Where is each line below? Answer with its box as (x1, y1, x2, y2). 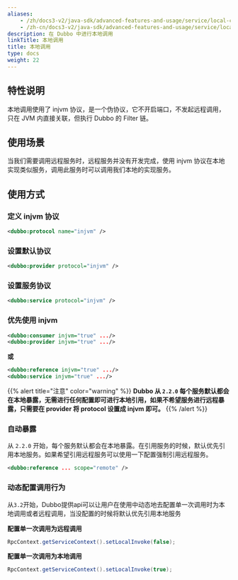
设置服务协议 (7, 281, 52, 291)
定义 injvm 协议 (7, 211, 59, 221)
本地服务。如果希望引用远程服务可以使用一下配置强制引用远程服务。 (13, 450, 212, 459)
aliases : (7, 10, 33, 18)
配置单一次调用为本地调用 (7, 552, 82, 561)
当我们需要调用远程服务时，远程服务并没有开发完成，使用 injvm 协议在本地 (7, 157, 225, 165)
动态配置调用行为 (7, 483, 66, 493)
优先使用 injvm (7, 315, 58, 325)
